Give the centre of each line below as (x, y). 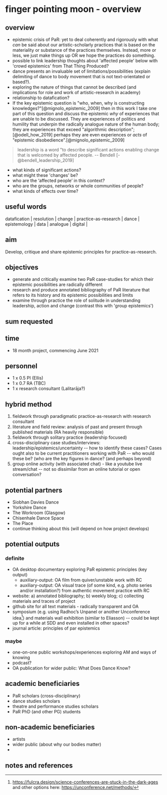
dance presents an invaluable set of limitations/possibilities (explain (81, 71)
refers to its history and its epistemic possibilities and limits (73, 295)
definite (15, 558)
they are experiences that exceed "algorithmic (60, 130)
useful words (26, 207)
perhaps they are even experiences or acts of (101, 135)
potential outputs (32, 544)
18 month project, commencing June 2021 (55, 350)
